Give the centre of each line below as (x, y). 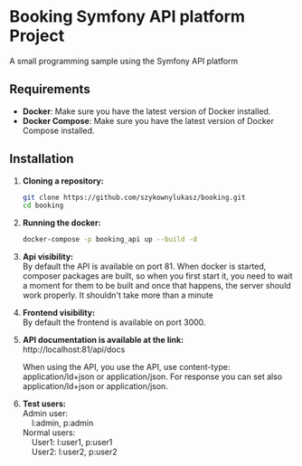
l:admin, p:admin (62, 423)
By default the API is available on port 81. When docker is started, (144, 266)
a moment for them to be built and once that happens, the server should (156, 286)
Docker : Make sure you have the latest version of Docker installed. (146, 111)
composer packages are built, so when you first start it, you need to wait (157, 276)
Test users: (44, 404)
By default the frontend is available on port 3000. (114, 322)
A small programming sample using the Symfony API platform (124, 61)
